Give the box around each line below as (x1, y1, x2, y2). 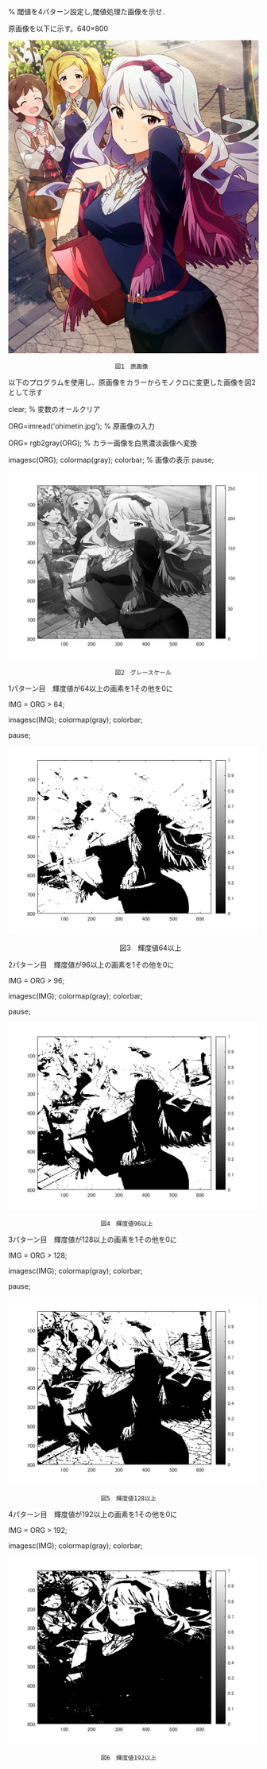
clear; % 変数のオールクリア (8, 405, 101, 413)
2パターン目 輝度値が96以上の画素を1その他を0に (8, 960, 175, 969)
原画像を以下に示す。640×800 (8, 24, 109, 33)
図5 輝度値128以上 (100, 1495, 157, 1503)
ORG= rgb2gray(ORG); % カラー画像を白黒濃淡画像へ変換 (8, 438, 197, 448)
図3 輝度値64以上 (118, 943, 182, 952)
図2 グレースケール (114, 669, 172, 677)
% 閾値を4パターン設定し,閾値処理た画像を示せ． (8, 7, 170, 16)
